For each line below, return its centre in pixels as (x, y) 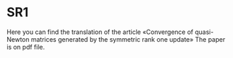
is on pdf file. (26, 47)
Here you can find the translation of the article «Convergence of (100, 32)
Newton (18, 39)
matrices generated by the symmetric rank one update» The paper (128, 39)
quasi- (204, 32)
